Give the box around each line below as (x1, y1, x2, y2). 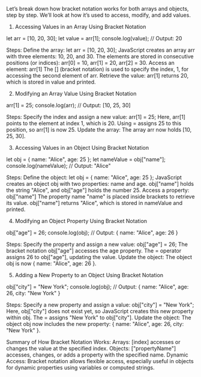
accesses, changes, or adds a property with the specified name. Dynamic (6, 351, 189, 358)
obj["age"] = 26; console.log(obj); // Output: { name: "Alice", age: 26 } (6, 229, 178, 236)
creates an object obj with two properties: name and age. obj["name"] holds (6, 180, 194, 187)
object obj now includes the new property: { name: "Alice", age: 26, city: (6, 320, 184, 327)
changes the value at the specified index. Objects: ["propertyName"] (6, 345, 176, 352)
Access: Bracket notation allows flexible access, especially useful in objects (6, 358, 194, 364)
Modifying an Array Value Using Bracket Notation (14, 90, 137, 97)
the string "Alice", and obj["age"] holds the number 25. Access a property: (6, 186, 190, 194)
